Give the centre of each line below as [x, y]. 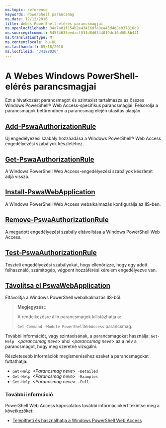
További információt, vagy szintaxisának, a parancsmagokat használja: [78, 336]
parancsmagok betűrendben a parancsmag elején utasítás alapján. [73, 111]
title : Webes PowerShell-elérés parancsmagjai [54, 24]
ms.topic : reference [27, 10]
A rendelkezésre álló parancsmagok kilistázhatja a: [69, 317]
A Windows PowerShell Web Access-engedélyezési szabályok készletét [79, 171]
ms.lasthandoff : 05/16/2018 [34, 47]
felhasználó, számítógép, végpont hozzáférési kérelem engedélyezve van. [81, 270]
